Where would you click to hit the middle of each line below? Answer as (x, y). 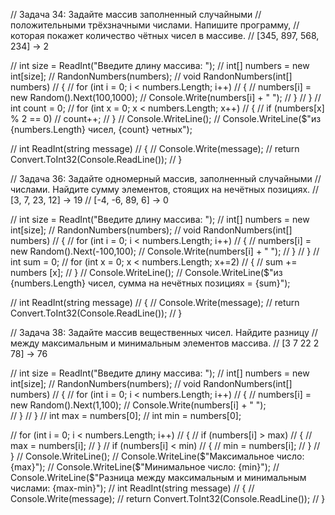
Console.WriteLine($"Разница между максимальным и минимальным (158, 477)
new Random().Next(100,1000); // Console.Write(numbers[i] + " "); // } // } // (166, 97)
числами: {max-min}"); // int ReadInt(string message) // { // (132, 488)
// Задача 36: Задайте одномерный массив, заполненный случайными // (166, 178)
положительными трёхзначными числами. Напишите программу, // (155, 25)
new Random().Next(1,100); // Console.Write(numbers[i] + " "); (138, 405)
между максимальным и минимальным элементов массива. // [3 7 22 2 (165, 343)
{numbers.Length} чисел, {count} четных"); (101, 129)
